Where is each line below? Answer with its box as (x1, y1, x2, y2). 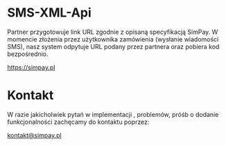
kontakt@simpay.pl (7, 131, 62, 139)
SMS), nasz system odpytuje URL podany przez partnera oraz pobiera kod (7, 42, 220, 51)
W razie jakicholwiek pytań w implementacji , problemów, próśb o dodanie (7, 110, 219, 118)
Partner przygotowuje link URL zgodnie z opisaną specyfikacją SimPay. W (7, 28, 218, 36)
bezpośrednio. (7, 50, 49, 58)
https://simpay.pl (7, 63, 55, 71)
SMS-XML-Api (7, 5, 92, 21)
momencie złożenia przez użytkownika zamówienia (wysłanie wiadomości (7, 35, 219, 43)
